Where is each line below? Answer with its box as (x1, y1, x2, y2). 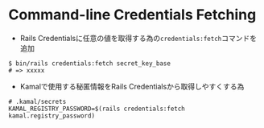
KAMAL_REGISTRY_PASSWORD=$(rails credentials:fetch (8, 105, 185, 113)
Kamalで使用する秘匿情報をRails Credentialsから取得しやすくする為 (19, 81, 245, 91)
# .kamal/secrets (8, 97, 67, 105)
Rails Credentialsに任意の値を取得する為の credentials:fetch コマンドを (19, 33, 258, 43)
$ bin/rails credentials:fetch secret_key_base (8, 59, 171, 68)
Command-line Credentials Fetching (8, 6, 257, 24)
